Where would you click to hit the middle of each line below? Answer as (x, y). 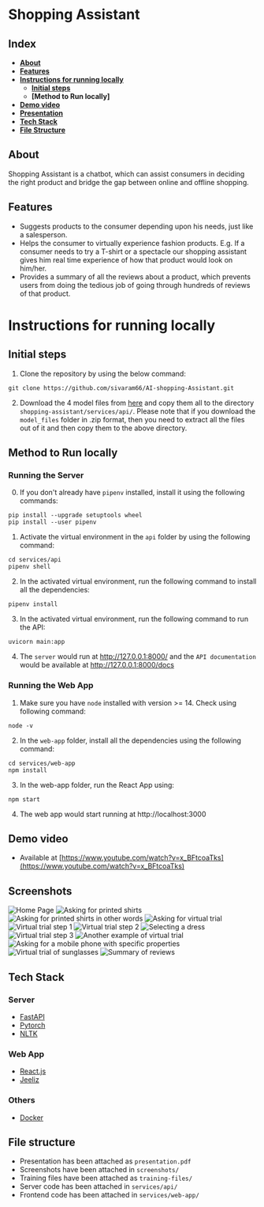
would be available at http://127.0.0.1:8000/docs (97, 665)
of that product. (45, 293)
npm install (28, 770)
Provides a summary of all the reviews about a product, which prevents (135, 276)
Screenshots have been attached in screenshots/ (99, 1170)
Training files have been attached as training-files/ (106, 1178)
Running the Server (46, 475)
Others (22, 1100)
